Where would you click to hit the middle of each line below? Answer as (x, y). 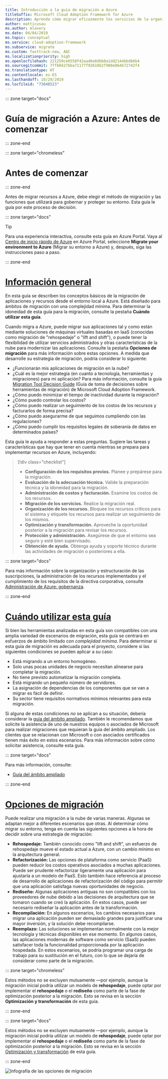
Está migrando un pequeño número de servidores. (64, 682)
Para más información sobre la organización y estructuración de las (75, 571)
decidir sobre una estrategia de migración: (49, 834)
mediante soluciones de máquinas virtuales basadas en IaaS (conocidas (79, 332)
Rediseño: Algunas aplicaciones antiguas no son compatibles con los (84, 892)
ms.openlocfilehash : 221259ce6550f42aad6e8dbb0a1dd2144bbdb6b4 (72, 61)
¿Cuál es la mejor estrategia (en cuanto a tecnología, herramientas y (83, 373)
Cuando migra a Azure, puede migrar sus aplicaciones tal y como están (79, 327)
